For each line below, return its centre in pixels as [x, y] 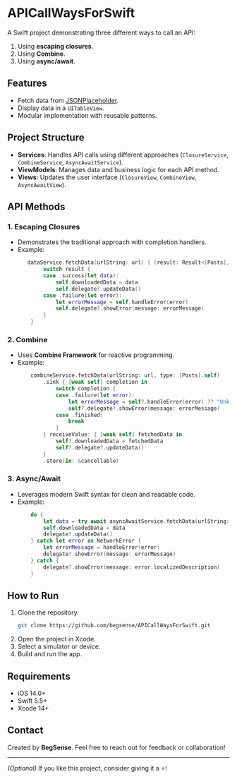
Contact [25, 731]
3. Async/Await [34, 479]
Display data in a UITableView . [61, 108]
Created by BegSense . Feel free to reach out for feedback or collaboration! [116, 747]
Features [27, 84]
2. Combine [28, 339]
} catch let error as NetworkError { [86, 541]
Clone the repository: [48, 612]
